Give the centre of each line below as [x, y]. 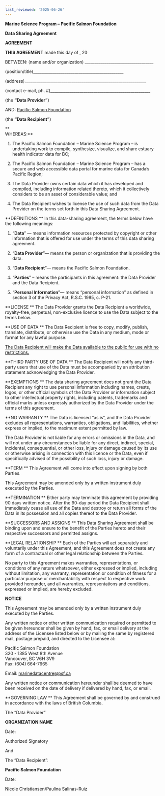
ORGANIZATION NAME [29, 722]
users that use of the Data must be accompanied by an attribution [83, 367]
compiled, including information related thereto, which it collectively [81, 189]
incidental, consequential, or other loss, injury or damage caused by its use [81, 448]
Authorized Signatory [27, 741]
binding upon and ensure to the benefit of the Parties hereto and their [75, 528]
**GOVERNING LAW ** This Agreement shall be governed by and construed [82, 697]
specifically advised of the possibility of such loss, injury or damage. [74, 458]
